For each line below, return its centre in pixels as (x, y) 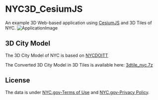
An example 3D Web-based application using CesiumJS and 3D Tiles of (79, 23)
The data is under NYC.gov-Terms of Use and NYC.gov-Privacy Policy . (78, 92)
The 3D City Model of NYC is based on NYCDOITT (57, 55)
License (18, 81)
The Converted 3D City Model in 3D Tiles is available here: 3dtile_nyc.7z (79, 65)
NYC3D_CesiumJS (44, 9)
